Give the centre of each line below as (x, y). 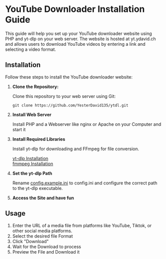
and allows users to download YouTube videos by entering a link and (75, 44)
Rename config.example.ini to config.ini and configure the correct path (85, 183)
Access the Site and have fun (43, 198)
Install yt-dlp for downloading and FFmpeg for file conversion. (76, 149)
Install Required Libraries (39, 139)
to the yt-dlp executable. (38, 188)
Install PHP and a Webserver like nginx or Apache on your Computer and (87, 124)
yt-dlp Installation (30, 158)
